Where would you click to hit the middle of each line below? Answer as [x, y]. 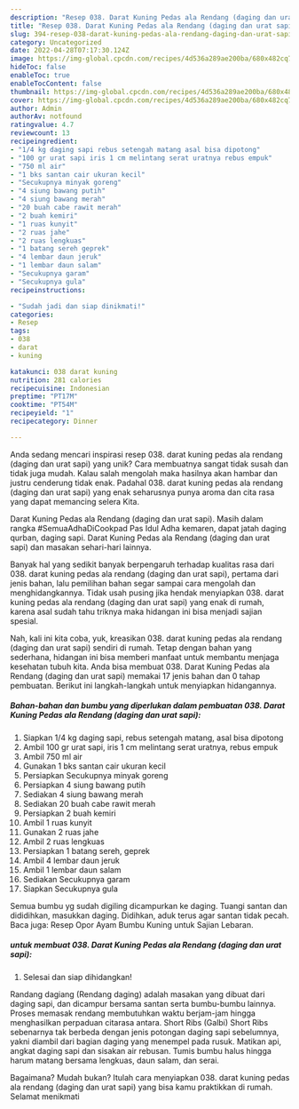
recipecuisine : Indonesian [60, 388]
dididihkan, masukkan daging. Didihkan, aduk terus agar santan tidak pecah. [149, 915]
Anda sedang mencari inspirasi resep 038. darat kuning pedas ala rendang [146, 454]
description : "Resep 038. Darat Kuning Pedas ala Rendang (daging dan [143, 17]
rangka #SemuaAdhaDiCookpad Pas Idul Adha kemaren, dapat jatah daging [148, 528]
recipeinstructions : [48, 290]
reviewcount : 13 [40, 133]
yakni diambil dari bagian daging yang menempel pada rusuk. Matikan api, [146, 1041]
